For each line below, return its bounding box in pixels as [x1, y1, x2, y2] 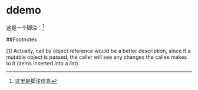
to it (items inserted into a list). [6, 59, 80, 66]
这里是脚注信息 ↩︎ [14, 77, 57, 84]
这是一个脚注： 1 [6, 23, 44, 31]
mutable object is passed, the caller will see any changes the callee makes [6, 54, 187, 61]
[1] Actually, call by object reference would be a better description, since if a [6, 47, 191, 54]
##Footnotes [6, 36, 37, 43]
